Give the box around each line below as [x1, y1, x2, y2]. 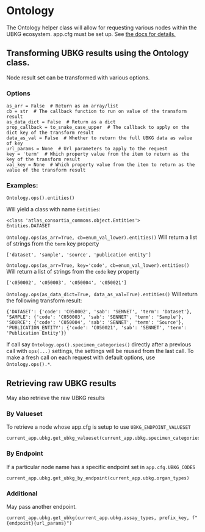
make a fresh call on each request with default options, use [6, 354, 156, 361]
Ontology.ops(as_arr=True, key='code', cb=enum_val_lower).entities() [6, 263, 190, 269]
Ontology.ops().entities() [6, 195, 75, 202]
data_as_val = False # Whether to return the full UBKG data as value [6, 135, 192, 141]
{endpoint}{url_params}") [6, 520, 72, 527]
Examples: [6, 181, 38, 189]
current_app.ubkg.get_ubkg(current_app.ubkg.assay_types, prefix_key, [6, 515, 190, 521]
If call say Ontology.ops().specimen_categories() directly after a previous [6, 341, 192, 348]
